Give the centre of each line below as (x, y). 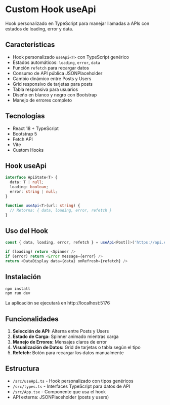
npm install (18, 289)
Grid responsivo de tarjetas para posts (52, 84)
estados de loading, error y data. (39, 28)
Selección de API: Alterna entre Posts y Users (61, 331)
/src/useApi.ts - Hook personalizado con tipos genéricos (73, 381)
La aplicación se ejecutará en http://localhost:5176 (58, 303)
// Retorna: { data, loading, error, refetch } (61, 210)
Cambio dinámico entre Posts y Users (52, 78)
